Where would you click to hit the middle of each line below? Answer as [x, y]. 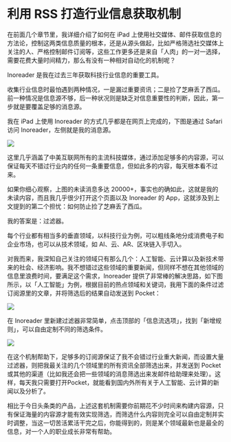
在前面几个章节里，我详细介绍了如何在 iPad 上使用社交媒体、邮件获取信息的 [114, 34]
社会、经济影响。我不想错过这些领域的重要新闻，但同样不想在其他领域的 [121, 267]
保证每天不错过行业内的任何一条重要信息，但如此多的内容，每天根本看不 [109, 166]
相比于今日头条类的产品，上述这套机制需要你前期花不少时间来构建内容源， [112, 406]
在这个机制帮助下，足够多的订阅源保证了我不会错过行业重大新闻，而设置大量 [115, 356]
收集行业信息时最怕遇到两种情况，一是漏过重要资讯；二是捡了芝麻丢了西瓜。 [115, 89]
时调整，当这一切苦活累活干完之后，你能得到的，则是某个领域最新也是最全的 [115, 423]
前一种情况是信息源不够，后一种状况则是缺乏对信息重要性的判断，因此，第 [112, 98]
